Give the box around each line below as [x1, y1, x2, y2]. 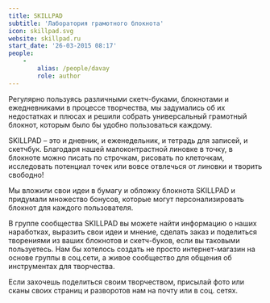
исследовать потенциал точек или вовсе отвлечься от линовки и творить [8, 161, 263, 170]
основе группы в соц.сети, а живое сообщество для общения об [8, 252, 232, 263]
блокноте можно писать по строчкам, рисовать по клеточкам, [8, 153, 225, 162]
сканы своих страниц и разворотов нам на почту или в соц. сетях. [8, 285, 239, 295]
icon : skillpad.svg [8, 27, 74, 35]
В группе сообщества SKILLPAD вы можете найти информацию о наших [8, 218, 257, 228]
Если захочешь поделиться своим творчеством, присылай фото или [8, 276, 244, 287]
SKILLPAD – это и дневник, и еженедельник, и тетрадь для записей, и [8, 135, 248, 145]
